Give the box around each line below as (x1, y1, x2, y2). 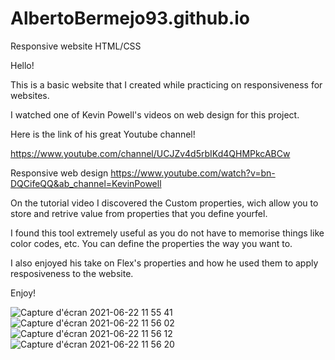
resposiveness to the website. (10, 267, 134, 279)
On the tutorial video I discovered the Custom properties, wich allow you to (10, 197, 319, 209)
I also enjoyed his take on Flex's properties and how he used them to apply (10, 257, 319, 269)
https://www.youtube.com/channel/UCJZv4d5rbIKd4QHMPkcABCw (10, 147, 291, 159)
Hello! (10, 59, 35, 71)
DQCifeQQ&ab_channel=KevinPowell (10, 177, 162, 189)
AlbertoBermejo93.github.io (10, 7, 250, 30)
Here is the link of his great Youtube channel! (10, 128, 196, 140)
